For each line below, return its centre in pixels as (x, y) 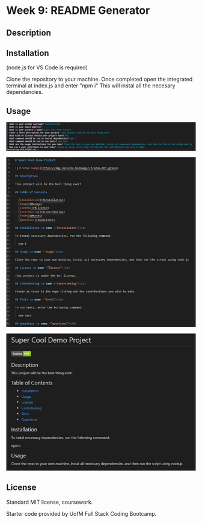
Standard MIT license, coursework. (50, 502)
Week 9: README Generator (78, 11)
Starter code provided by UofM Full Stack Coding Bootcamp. (81, 513)
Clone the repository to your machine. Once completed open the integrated (99, 80)
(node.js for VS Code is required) (47, 67)
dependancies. (25, 92)
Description (29, 33)
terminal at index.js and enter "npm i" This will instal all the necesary (91, 86)
